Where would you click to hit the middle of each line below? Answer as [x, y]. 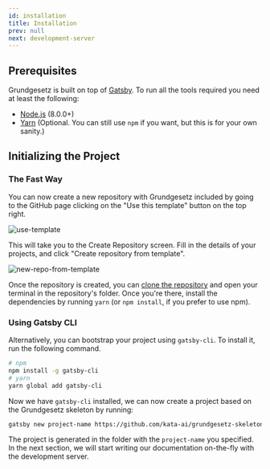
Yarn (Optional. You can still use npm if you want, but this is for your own [138, 123]
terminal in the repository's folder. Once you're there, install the [113, 293]
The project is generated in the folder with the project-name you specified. [131, 439]
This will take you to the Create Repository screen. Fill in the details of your [132, 245]
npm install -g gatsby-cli [53, 370]
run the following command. [55, 349]
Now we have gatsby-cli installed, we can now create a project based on [130, 401]
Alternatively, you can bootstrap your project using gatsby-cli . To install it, [132, 340]
